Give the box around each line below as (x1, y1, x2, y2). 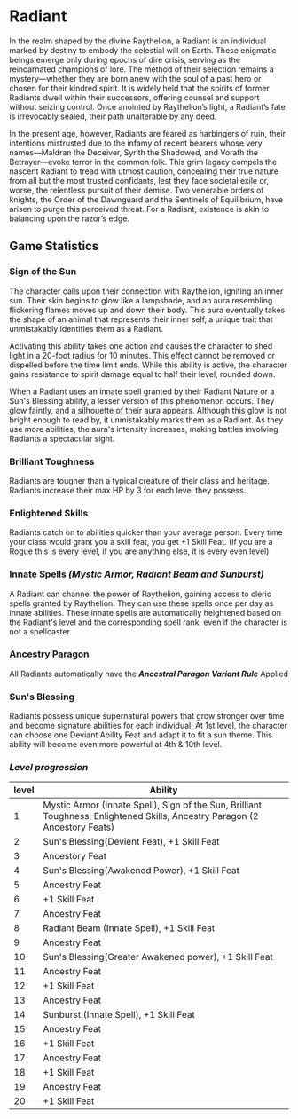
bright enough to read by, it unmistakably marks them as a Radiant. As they (9, 414, 284, 425)
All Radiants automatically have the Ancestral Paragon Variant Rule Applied (9, 668, 288, 679)
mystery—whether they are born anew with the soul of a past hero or (9, 73, 262, 83)
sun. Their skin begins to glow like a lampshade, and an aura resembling (9, 295, 273, 305)
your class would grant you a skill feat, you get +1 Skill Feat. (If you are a (9, 537, 273, 548)
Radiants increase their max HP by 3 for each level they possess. (9, 485, 247, 495)
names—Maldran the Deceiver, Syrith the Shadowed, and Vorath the (9, 146, 259, 157)
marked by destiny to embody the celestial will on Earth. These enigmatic (9, 44, 277, 55)
